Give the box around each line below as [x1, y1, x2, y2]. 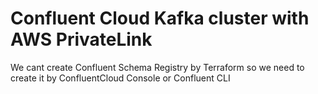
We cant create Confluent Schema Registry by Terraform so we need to [10, 61, 305, 73]
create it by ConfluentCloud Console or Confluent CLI [10, 72, 231, 84]
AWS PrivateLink [10, 28, 153, 51]
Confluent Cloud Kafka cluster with [10, 7, 310, 30]
